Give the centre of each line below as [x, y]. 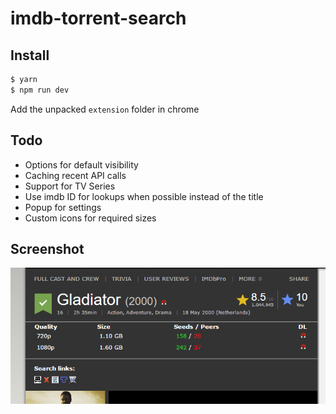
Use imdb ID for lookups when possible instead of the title [144, 196]
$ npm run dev [40, 90]
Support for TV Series [70, 186]
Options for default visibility [81, 164]
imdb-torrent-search [98, 18]
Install [30, 55]
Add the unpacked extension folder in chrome [105, 109]
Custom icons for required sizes [90, 218]
